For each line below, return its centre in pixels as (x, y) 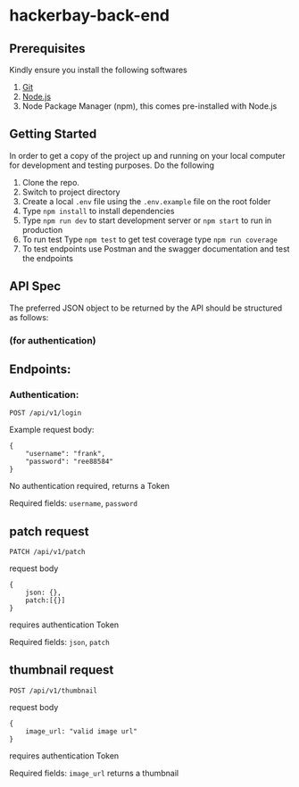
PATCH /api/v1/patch (48, 552)
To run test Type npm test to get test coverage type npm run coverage (150, 239)
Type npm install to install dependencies (98, 211)
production (42, 229)
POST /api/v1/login (46, 413)
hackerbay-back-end (89, 16)
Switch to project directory (71, 192)
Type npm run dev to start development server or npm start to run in (147, 220)
